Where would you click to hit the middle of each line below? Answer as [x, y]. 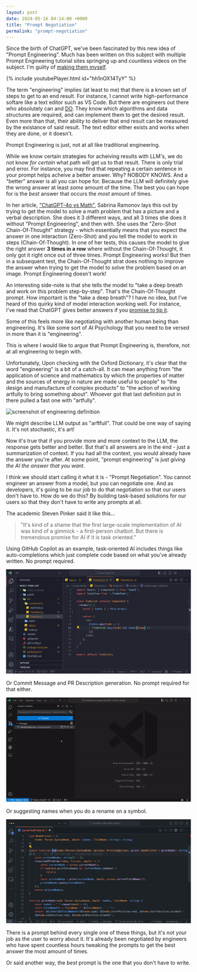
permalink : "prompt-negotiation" [47, 31]
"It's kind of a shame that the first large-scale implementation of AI [101, 525]
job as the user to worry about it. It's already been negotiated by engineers [96, 939]
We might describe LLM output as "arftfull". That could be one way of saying [98, 423]
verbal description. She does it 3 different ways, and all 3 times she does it [96, 218]
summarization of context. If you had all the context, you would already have [98, 453]
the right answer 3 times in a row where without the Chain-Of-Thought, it [94, 249]
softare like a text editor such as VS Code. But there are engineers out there [98, 102]
